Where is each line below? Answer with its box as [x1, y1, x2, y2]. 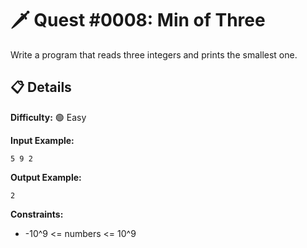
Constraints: [10, 208, 64, 220]
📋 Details [10, 79, 72, 96]
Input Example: [10, 134, 75, 146]
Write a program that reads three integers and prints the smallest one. [10, 48, 298, 61]
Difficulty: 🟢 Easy [10, 111, 87, 123]
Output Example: [10, 171, 82, 183]
